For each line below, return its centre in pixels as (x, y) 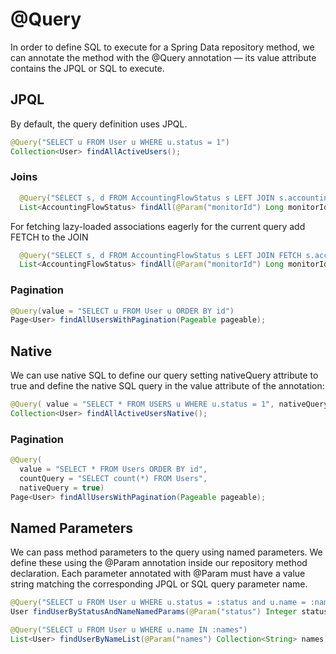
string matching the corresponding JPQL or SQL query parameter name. (159, 584)
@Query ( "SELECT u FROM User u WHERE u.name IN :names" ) (129, 630)
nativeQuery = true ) (62, 488)
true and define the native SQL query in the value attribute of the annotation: (167, 386)
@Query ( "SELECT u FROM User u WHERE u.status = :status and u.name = (158, 603)
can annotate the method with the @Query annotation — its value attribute (163, 57)
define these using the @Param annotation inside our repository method (159, 563)
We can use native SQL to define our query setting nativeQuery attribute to (164, 375)
